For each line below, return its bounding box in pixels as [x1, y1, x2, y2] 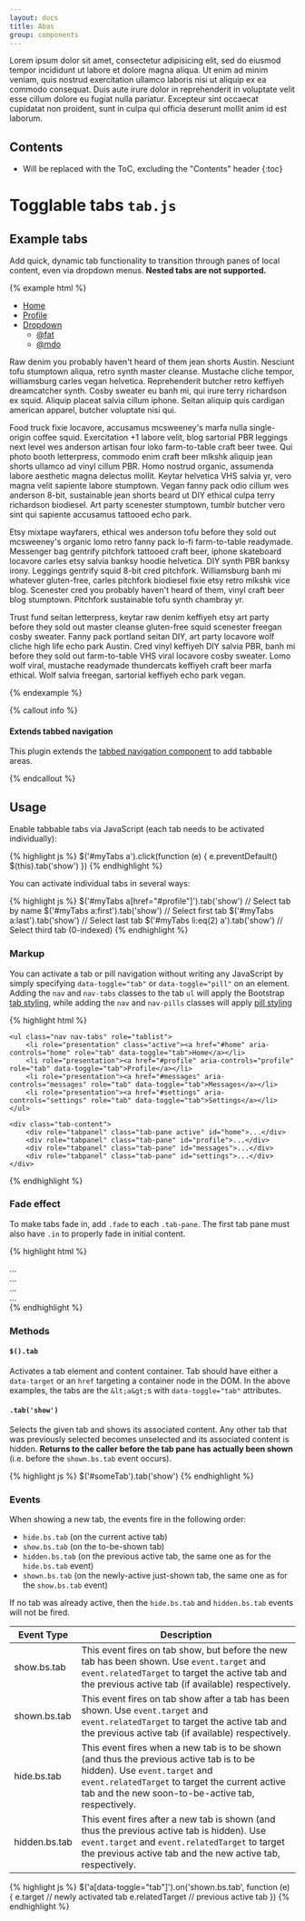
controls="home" [9, 1048, 71, 1057]
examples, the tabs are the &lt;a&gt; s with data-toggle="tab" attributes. [9, 1384, 281, 1395]
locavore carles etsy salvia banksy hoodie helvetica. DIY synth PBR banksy [9, 556, 290, 567]
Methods [9, 1324, 50, 1337]
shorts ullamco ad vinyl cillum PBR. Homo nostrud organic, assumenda [9, 460, 274, 472]
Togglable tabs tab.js [9, 195, 177, 216]
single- [249, 422, 276, 433]
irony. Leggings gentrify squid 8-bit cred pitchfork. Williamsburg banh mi [9, 565, 281, 577]
